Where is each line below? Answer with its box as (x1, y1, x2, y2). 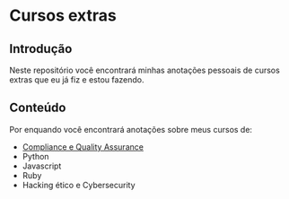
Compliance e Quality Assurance (22, 141, 144, 152)
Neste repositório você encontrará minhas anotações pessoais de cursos (9, 65, 280, 75)
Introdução (9, 41, 73, 56)
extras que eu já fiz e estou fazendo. (9, 74, 145, 85)
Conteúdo (9, 100, 66, 116)
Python (22, 151, 49, 161)
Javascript (22, 160, 62, 171)
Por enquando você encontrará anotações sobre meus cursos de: (9, 124, 253, 134)
